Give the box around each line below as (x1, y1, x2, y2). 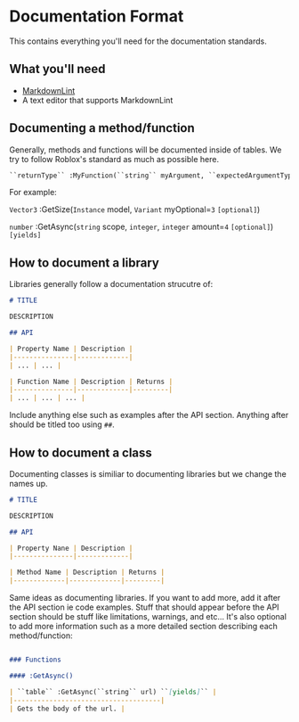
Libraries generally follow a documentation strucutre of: (9, 279, 214, 290)
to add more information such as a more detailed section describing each (9, 621, 279, 632)
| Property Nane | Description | (9, 544, 133, 553)
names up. (9, 478, 48, 488)
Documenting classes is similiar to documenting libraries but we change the (9, 468, 287, 479)
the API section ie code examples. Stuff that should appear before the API (9, 602, 279, 612)
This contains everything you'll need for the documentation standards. (9, 36, 267, 46)
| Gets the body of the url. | (9, 704, 125, 713)
